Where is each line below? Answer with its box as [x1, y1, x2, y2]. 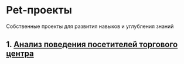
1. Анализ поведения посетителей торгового [6, 40, 178, 49]
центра [6, 49, 34, 59]
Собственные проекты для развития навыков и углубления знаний [6, 23, 174, 30]
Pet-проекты [6, 3, 72, 17]
